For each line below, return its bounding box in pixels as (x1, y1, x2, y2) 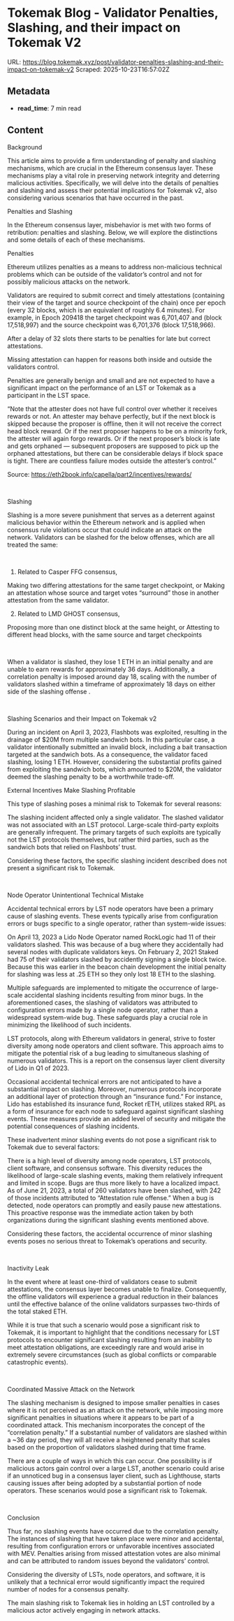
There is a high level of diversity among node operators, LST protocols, (7, 1156, 212, 1165)
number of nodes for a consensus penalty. (7, 1585, 130, 1593)
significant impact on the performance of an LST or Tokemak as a (7, 383, 196, 392)
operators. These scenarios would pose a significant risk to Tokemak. (7, 1486, 207, 1494)
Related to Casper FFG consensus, (17, 568, 117, 576)
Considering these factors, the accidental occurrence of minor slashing (7, 1229, 213, 1238)
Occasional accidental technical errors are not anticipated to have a (7, 1077, 202, 1086)
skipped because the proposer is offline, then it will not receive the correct (7, 419, 222, 428)
